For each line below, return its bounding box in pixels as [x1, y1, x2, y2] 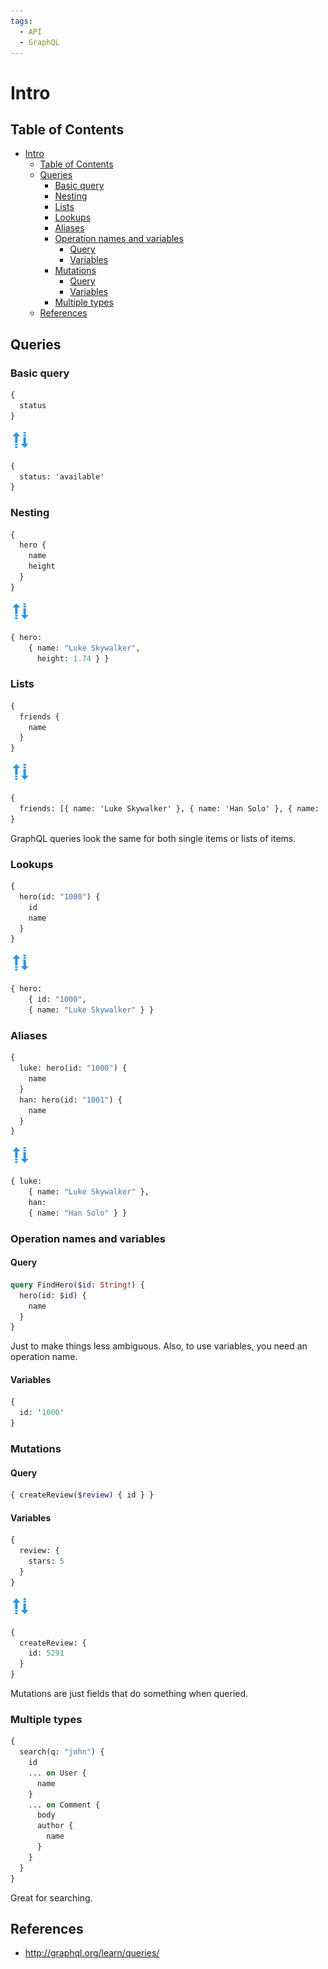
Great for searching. [10, 1891, 93, 1904]
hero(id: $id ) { [19, 1290, 87, 1300]
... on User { [28, 1768, 87, 1778]
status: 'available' [19, 471, 105, 482]
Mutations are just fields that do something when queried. [10, 1688, 249, 1700]
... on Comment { [28, 1800, 101, 1810]
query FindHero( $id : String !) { [10, 1280, 145, 1290]
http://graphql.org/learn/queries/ [24, 1947, 160, 1959]
